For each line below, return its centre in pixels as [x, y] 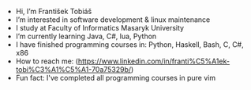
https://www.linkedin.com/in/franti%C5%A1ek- [154, 61]
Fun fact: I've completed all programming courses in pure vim [115, 78]
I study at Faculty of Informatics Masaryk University [99, 28]
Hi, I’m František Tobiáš [54, 11]
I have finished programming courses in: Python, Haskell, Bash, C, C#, [130, 45]
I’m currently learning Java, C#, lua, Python [86, 36]
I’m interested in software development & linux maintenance [113, 20]
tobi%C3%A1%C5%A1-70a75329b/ [73, 69]
